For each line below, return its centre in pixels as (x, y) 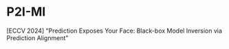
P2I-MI (26, 12)
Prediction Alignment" (37, 37)
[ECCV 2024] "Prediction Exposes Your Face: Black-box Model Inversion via (115, 31)
